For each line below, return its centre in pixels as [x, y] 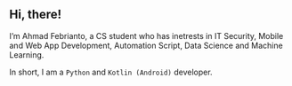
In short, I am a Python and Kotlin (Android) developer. [111, 72]
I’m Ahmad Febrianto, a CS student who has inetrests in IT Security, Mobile [146, 35]
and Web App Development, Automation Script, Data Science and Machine [146, 45]
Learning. [27, 55]
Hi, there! [36, 15]
